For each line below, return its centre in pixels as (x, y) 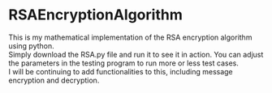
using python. (31, 45)
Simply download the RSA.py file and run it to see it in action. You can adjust (136, 54)
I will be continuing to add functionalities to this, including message (121, 71)
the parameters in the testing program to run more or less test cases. (124, 63)
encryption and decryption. (54, 80)
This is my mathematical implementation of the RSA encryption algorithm (130, 37)
